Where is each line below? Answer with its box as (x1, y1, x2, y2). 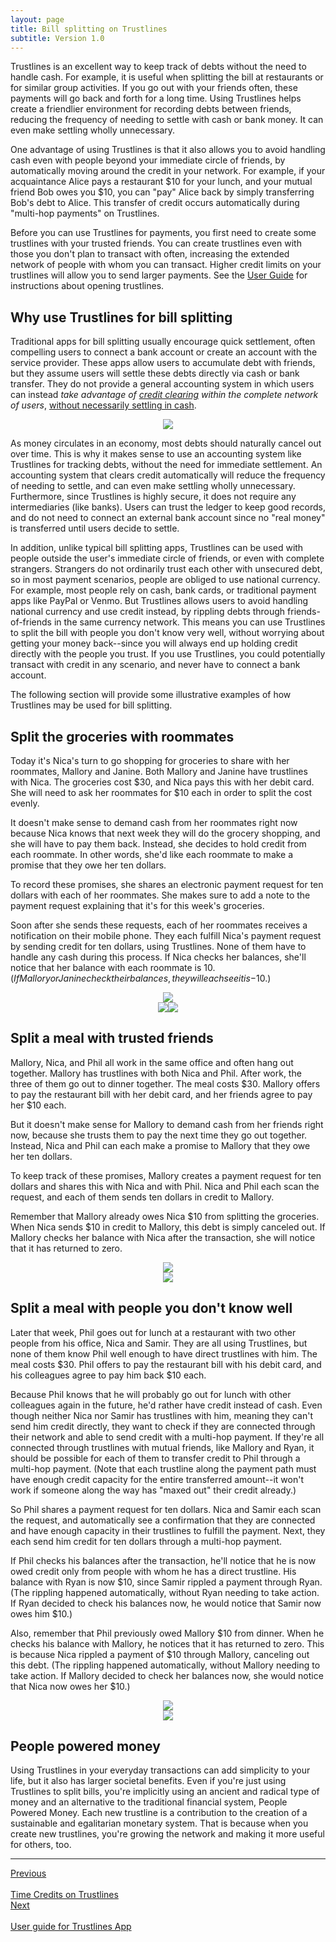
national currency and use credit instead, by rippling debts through (10, 606, 286, 618)
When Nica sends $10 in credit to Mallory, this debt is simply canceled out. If (10, 1221, 326, 1233)
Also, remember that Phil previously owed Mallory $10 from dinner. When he (10, 1627, 325, 1639)
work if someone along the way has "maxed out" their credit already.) (10, 1484, 297, 1496)
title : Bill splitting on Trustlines (10, 24, 168, 34)
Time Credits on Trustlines (10, 1889, 119, 1901)
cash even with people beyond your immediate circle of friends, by (10, 154, 286, 166)
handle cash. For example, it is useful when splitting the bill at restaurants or (10, 71, 324, 83)
